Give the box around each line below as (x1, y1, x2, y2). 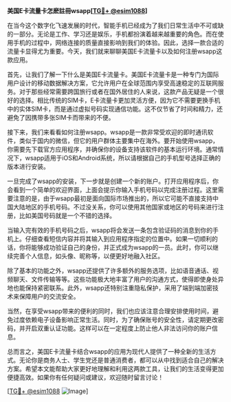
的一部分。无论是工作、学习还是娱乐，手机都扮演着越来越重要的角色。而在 (7, 30, 218, 38)
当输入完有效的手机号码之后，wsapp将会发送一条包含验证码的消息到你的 (7, 226, 213, 234)
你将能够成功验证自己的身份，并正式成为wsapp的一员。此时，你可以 (19, 244, 213, 251)
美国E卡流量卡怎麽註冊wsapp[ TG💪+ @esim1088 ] (7, 7, 148, 14)
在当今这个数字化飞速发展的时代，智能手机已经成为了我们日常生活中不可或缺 (7, 21, 224, 30)
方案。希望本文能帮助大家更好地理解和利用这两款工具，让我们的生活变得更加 (7, 365, 224, 372)
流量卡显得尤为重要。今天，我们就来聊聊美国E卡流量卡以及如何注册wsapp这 (7, 47, 223, 55)
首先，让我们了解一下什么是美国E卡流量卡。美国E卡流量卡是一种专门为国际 (7, 70, 219, 78)
